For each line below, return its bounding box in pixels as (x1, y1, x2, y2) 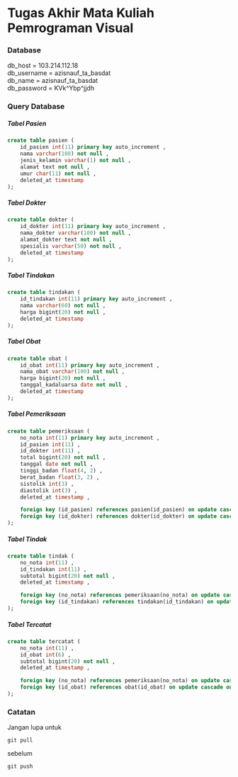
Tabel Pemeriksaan (7, 409, 66, 419)
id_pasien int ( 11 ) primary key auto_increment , (20, 144, 166, 151)
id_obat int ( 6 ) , (20, 651, 72, 658)
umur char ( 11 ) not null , (20, 170, 97, 177)
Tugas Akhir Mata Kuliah (7, 5, 154, 21)
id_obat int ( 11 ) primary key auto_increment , (20, 361, 160, 369)
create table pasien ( (7, 137, 74, 144)
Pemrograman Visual (7, 20, 134, 36)
